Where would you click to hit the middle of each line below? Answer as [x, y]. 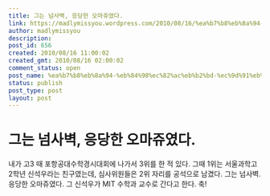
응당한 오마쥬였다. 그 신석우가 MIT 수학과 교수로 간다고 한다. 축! [108, 184]
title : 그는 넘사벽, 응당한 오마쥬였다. [66, 16]
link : [17, 23]
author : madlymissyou [45, 31]
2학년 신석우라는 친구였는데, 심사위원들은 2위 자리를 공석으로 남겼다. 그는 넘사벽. [135, 174]
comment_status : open [45, 68]
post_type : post [35, 90]
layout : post [30, 98]
